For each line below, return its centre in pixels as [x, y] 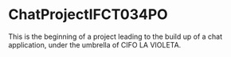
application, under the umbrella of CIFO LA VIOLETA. [95, 44]
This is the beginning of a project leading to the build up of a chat [115, 36]
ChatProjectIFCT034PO [88, 15]
